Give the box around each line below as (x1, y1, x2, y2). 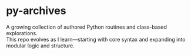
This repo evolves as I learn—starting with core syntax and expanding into (6, 36, 186, 43)
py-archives (6, 4, 66, 18)
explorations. (6, 29, 38, 36)
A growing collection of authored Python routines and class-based (6, 23, 167, 30)
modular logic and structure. (6, 42, 75, 49)
